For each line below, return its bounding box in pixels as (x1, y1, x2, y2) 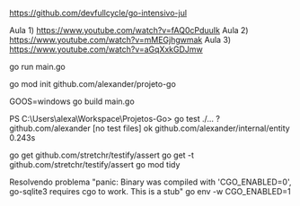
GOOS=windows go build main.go (9, 96, 135, 107)
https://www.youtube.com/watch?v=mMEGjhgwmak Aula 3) (9, 35, 232, 45)
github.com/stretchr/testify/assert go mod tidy (9, 159, 181, 169)
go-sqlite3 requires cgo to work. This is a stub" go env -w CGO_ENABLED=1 (9, 186, 292, 196)
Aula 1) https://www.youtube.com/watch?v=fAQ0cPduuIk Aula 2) (9, 25, 249, 35)
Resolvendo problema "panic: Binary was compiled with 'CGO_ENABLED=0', (9, 176, 292, 187)
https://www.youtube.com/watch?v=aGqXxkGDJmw (9, 44, 204, 55)
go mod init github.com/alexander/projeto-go (9, 79, 177, 89)
